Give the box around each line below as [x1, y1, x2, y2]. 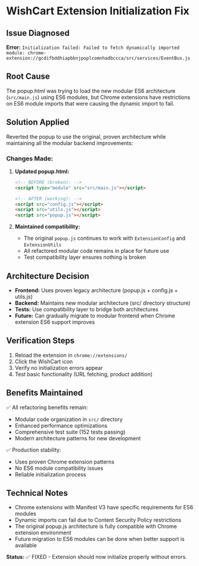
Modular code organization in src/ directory [14, 416, 123, 423]
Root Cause [6, 72, 51, 82]
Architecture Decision [6, 271, 89, 281]
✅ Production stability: [6, 446, 61, 453]
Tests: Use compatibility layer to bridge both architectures [14, 305, 159, 313]
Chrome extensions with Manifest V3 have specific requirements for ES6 [14, 504, 194, 511]
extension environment [14, 529, 71, 536]
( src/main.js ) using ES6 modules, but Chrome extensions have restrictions [6, 94, 191, 101]
